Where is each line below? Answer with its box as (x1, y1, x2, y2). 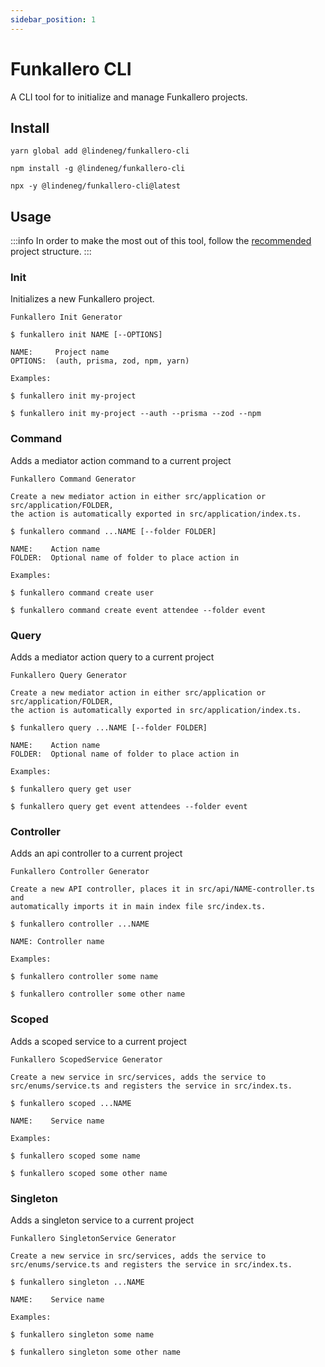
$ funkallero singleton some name (10, 1329, 155, 1340)
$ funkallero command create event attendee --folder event (10, 605, 267, 615)
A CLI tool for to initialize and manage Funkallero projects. (10, 91, 248, 103)
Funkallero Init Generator (10, 312, 123, 323)
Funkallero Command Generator (10, 474, 137, 484)
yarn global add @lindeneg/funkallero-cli (10, 146, 190, 156)
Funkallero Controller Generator (10, 867, 150, 877)
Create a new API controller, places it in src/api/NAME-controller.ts (10, 884, 315, 895)
